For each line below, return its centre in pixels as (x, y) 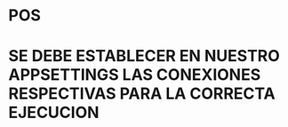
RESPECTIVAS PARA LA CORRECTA (142, 94)
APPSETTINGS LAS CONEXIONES (135, 75)
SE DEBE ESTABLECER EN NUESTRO (144, 56)
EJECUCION (54, 113)
